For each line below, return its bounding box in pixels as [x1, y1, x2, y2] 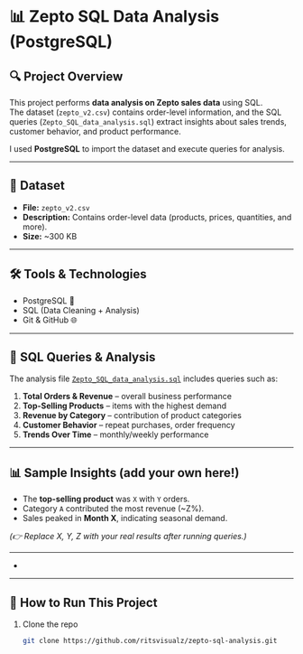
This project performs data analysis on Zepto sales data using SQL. [9, 98, 263, 107]
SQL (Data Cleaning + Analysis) [22, 304, 140, 315]
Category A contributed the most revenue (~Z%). [22, 503, 205, 514]
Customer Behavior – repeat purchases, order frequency [22, 420, 236, 431]
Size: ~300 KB [22, 230, 78, 241]
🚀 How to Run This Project [9, 594, 158, 610]
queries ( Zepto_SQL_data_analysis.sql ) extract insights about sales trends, [9, 117, 287, 126]
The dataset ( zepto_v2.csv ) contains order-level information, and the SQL [9, 107, 282, 117]
